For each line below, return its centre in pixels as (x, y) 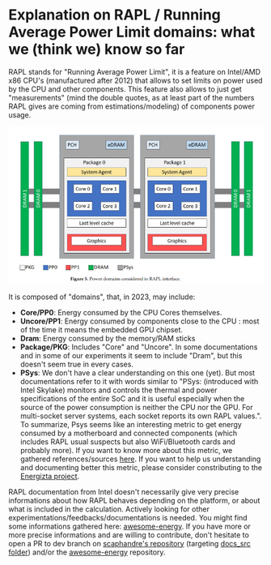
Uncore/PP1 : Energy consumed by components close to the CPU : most (140, 321)
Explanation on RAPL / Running (114, 15)
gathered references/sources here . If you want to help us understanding (140, 459)
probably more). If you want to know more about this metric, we (126, 450)
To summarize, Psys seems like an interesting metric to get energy (131, 424)
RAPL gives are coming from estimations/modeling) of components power (131, 106)
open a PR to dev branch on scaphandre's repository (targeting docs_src (129, 543)
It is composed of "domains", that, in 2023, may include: (102, 297)
